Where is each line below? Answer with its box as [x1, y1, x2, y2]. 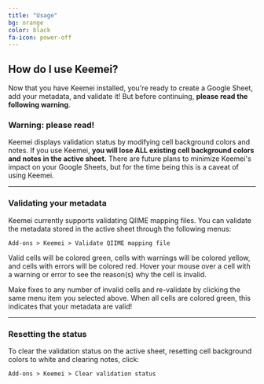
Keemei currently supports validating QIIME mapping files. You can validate [8, 215, 252, 225]
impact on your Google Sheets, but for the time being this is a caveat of [8, 163, 240, 172]
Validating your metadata [8, 198, 108, 209]
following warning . [8, 100, 71, 110]
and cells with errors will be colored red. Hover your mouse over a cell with [8, 261, 251, 271]
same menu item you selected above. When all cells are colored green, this [8, 293, 251, 302]
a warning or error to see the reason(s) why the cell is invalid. [8, 269, 207, 279]
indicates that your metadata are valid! [8, 302, 133, 311]
